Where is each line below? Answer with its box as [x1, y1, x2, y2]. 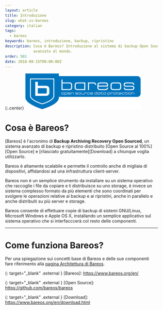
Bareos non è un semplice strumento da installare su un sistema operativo [5, 178, 153, 184]
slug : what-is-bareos [5, 18, 49, 23]
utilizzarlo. [5, 154, 26, 160]
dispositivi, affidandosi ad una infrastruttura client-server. [5, 168, 120, 174]
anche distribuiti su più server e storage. [5, 198, 86, 204]
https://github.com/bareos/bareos [5, 285, 73, 291]
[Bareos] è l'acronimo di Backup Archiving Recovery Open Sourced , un [5, 138, 149, 144]
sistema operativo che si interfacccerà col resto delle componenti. [5, 218, 137, 224]
